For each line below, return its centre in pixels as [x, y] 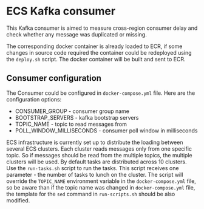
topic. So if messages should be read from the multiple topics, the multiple [99, 155]
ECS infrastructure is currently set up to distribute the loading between [95, 142]
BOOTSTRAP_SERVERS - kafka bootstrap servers [77, 117]
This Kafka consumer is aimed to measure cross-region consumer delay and [102, 28]
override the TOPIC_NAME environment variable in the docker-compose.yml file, [101, 181]
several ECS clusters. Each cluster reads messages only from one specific [99, 149]
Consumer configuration [54, 78]
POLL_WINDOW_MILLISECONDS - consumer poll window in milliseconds [106, 130]
